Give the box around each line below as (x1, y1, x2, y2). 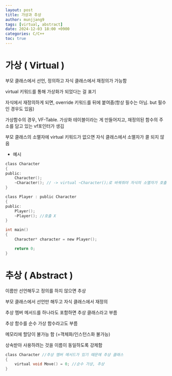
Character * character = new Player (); (14, 237, 97, 242)
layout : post (5, 7, 33, 13)
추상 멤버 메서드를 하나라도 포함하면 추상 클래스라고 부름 (5, 309, 118, 315)
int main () (5, 227, 29, 233)
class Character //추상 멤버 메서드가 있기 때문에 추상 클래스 (5, 352, 124, 357)
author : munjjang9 (5, 17, 45, 22)
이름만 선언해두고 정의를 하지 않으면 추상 (5, 287, 86, 294)
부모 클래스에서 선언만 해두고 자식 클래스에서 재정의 (5, 298, 108, 304)
